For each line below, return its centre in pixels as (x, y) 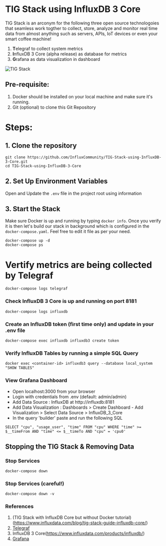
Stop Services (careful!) (35, 484)
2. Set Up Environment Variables (57, 181)
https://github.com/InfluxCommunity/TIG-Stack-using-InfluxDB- (94, 157)
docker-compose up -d (28, 241)
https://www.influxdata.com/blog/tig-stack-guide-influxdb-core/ (80, 523)
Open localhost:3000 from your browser (54, 391)
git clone (15, 157)
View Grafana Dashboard (36, 380)
